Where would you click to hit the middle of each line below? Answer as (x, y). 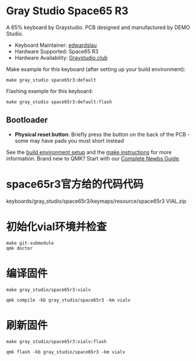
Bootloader (27, 120)
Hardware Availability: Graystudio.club (61, 57)
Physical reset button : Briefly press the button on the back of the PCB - (102, 134)
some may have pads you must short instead (69, 140)
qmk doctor (19, 248)
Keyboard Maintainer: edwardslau (56, 45)
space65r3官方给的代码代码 (75, 184)
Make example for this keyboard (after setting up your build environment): (96, 69)
